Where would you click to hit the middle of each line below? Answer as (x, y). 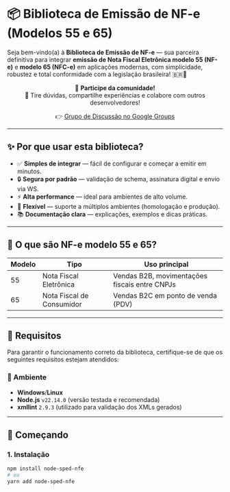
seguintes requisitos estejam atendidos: (63, 359)
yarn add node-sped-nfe (41, 482)
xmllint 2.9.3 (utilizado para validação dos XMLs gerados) (100, 407)
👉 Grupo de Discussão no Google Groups (115, 116)
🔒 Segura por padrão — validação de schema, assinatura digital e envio (118, 179)
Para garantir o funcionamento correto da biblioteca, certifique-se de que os (115, 353)
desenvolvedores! (115, 102)
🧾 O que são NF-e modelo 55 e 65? (82, 245)
